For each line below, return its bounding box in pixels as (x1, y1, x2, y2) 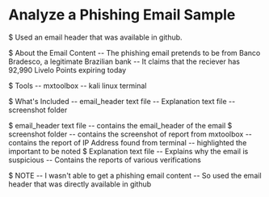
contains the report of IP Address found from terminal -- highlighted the (8, 137, 247, 147)
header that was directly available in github (8, 179, 152, 189)
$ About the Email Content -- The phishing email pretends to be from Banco (8, 48, 261, 57)
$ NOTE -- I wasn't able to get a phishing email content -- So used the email (8, 170, 262, 180)
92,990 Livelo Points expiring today (8, 65, 127, 74)
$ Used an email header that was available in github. (8, 32, 183, 42)
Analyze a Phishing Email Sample (8, 6, 236, 24)
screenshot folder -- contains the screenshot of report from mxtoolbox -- (8, 129, 253, 139)
